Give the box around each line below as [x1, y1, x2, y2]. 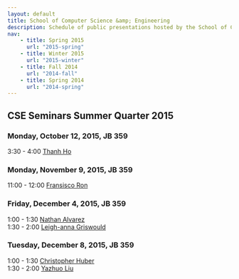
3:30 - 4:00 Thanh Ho [7, 147, 72, 155]
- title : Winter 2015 [20, 51, 84, 58]
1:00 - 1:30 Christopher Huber [7, 256, 95, 265]
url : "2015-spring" [26, 43, 84, 51]
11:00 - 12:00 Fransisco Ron [7, 181, 88, 189]
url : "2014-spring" [26, 83, 84, 90]
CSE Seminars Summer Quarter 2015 [7, 110, 174, 122]
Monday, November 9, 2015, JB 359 [7, 164, 133, 174]
